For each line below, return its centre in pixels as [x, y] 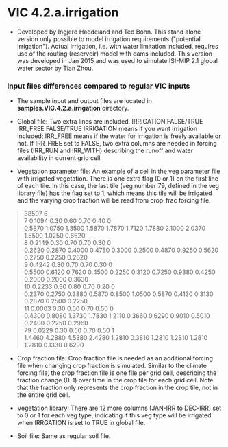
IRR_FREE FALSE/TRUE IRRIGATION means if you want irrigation [107, 129]
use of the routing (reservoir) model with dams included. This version [115, 54]
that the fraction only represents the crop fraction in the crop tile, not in [117, 388]
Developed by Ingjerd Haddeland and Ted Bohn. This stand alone [109, 32]
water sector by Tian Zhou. [55, 68]
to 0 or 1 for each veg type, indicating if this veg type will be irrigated [114, 415]
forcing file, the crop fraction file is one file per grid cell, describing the [117, 373]
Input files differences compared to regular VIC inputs [99, 86]
